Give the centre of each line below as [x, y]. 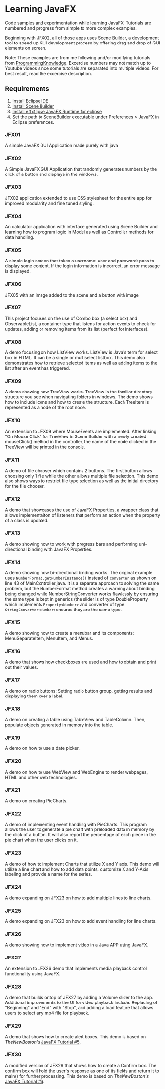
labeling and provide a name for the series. [49, 874]
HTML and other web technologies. [41, 777]
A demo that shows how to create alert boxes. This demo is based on [76, 1037]
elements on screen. [26, 48]
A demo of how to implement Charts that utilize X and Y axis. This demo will [82, 864]
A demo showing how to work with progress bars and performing [72, 544]
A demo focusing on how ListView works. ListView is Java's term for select [82, 352]
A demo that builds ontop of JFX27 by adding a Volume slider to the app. [79, 998]
